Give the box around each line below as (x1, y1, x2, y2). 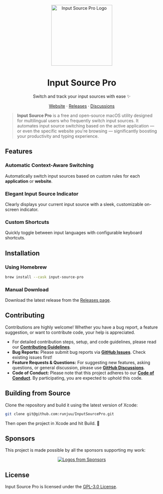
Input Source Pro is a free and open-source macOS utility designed (17, 112, 153, 118)
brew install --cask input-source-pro (5, 274, 84, 279)
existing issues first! (12, 354, 53, 360)
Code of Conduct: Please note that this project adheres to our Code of (12, 370, 154, 376)
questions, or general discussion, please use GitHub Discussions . (12, 365, 145, 370)
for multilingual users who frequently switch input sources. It (17, 117, 139, 124)
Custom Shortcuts (5, 219, 50, 225)
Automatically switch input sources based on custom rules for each (5, 173, 140, 179)
